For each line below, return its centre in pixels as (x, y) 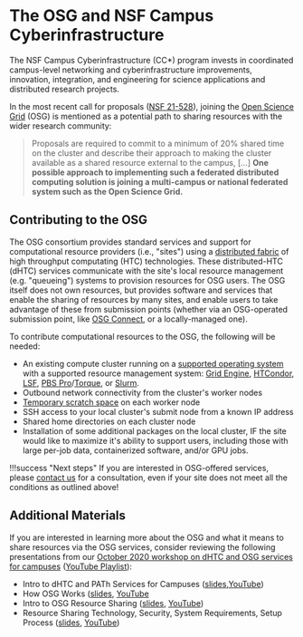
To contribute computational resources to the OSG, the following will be (142, 336)
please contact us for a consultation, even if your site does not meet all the (148, 478)
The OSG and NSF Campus (112, 16)
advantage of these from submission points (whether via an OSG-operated (148, 309)
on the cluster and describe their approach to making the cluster (151, 153)
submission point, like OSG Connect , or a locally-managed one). (129, 319)
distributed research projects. (65, 89)
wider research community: (61, 125)
